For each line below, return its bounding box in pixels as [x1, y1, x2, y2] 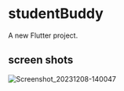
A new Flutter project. [8, 31, 78, 40]
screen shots [8, 53, 74, 67]
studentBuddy [8, 5, 104, 23]
